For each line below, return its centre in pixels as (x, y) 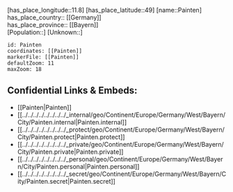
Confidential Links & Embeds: (72, 91)
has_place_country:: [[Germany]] (55, 17)
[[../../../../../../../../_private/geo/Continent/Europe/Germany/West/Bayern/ (120, 144)
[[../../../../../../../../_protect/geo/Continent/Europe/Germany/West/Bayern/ (121, 129)
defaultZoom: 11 (31, 63)
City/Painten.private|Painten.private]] (70, 152)
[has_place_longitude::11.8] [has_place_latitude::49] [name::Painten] (105, 10)
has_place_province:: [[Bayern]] (53, 25)
